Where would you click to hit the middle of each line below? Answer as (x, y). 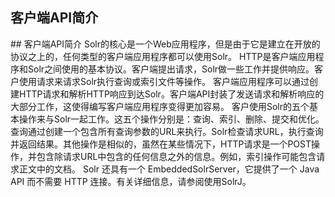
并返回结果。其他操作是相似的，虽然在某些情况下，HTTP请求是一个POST (161, 144)
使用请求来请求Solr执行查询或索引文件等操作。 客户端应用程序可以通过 (164, 81)
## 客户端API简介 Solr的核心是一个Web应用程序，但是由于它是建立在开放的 (165, 44)
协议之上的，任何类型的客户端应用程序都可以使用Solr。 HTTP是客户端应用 (163, 56)
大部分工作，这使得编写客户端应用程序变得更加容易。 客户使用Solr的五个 (160, 106)
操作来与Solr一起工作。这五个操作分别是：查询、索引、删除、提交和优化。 (171, 119)
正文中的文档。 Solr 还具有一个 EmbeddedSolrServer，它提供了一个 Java (169, 169)
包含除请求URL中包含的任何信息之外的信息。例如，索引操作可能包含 (176, 156)
